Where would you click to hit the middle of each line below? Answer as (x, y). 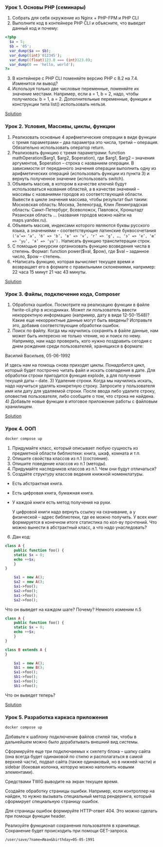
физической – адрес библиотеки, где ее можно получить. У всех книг (84, 517)
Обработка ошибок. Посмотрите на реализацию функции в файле (81, 305)
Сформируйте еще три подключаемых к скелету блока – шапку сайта (78, 751)
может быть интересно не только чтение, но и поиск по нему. (77, 335)
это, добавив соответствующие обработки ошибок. (66, 325)
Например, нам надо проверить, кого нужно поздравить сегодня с (82, 341)
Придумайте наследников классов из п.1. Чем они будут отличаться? (84, 469)
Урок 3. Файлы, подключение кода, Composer (63, 294)
